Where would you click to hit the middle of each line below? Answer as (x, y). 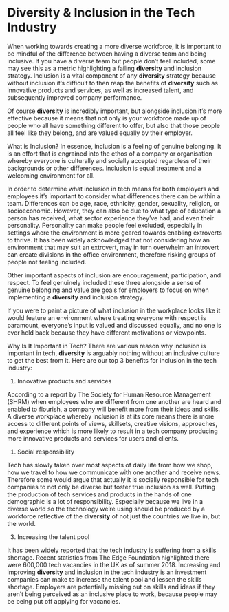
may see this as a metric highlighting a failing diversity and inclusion (104, 68)
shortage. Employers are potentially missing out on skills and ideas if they (111, 587)
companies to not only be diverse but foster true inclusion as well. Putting (111, 487)
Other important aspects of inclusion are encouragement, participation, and (114, 275)
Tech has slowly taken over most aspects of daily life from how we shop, (110, 465)
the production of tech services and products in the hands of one (99, 494)
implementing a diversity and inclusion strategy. (76, 297)
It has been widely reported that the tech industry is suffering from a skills (112, 550)
